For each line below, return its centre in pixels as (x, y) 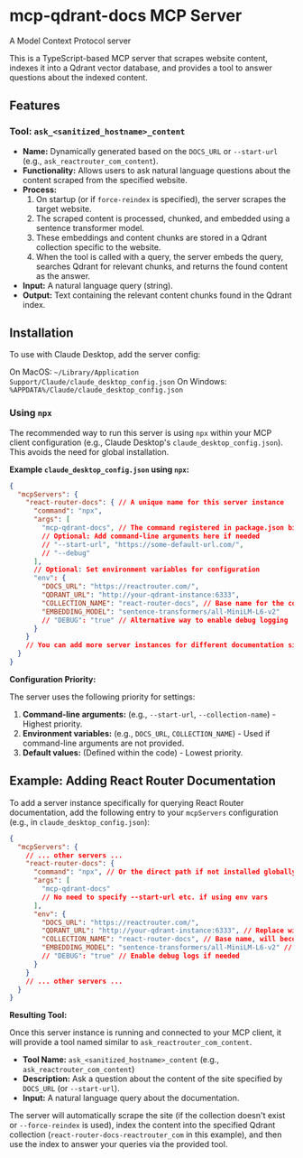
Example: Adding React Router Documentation (143, 781)
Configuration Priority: (53, 679)
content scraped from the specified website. (105, 180)
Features (35, 106)
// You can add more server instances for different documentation (155, 645)
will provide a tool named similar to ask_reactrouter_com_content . (131, 1042)
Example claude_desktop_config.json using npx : (99, 469)
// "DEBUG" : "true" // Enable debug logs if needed (141, 956)
